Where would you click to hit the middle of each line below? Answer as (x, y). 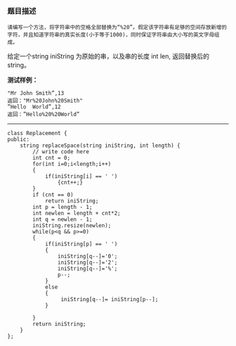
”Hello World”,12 (34, 107)
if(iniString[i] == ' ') (81, 177)
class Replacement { (38, 134)
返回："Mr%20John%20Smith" (45, 101)
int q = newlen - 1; (63, 219)
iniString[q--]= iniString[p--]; (110, 300)
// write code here (61, 152)
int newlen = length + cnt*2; (77, 213)
